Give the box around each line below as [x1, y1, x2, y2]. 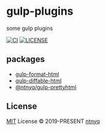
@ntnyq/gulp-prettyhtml [15, 83, 77, 91]
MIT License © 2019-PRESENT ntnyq [6, 118, 100, 125]
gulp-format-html [15, 70, 59, 78]
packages [6, 54, 45, 65]
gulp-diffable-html [15, 77, 62, 84]
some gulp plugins [6, 24, 53, 32]
